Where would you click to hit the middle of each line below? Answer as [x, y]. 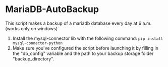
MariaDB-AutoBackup [52, 9]
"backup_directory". [33, 58]
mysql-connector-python [38, 43]
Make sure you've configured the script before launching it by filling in [86, 48]
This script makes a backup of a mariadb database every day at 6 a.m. [78, 23]
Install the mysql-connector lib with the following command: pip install [88, 38]
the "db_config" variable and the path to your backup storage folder [83, 53]
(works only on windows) [32, 28]
